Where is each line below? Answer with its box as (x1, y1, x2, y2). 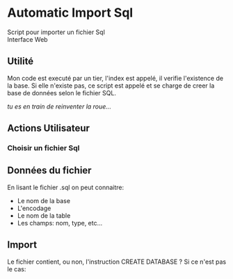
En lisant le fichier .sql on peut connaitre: (7, 183, 124, 191)
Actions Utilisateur (7, 122, 90, 134)
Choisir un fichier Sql (7, 143, 80, 153)
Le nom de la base (17, 196, 71, 205)
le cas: (7, 264, 26, 273)
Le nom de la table (17, 211, 71, 220)
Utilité (7, 56, 34, 67)
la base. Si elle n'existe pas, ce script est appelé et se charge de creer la (7, 81, 215, 90)
